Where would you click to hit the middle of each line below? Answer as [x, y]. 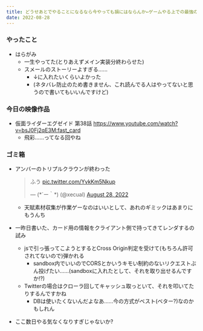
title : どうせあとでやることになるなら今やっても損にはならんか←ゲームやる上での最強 [100, 12]
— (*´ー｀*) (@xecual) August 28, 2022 [79, 195]
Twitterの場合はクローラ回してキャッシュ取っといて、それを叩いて [106, 286]
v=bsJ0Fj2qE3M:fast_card [48, 130]
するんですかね [48, 293]
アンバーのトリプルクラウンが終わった [63, 169]
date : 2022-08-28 [28, 18]
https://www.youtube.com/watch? [136, 123]
